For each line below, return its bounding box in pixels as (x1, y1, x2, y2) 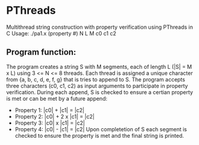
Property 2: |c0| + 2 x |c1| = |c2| (14, 113, 95, 120)
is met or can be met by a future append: (6, 95, 108, 102)
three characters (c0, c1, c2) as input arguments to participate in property (6, 82, 188, 89)
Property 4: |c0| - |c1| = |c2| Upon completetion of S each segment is (14, 125, 188, 132)
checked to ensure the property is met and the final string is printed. (14, 132, 185, 139)
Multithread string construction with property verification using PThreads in (6, 23, 194, 31)
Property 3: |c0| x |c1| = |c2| (14, 119, 85, 126)
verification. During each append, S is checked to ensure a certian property (6, 88, 194, 96)
